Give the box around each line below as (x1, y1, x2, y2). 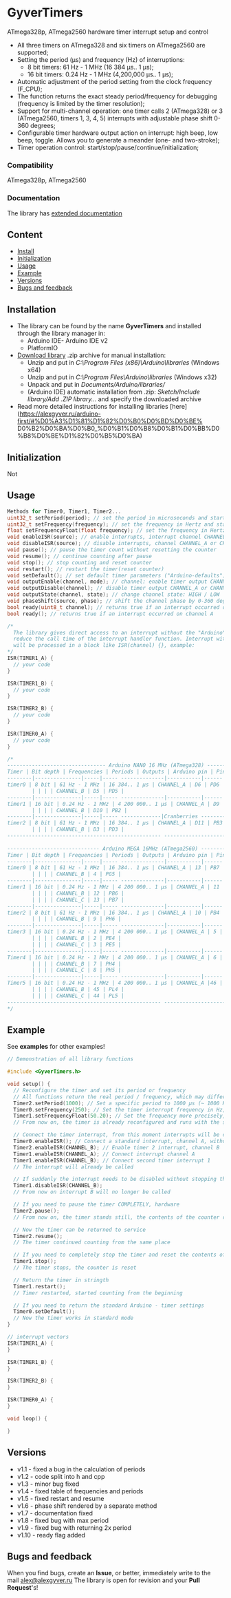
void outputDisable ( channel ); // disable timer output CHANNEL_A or (7, 585, 208, 592)
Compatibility (7, 160, 54, 170)
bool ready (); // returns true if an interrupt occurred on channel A (7, 610, 214, 617)
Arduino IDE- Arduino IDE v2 (27, 337, 108, 345)
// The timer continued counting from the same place (13, 1239, 170, 1246)
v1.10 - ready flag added (16, 1531, 86, 1539)
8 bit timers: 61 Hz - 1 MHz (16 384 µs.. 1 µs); (27, 63, 154, 71)
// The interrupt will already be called (13, 1163, 134, 1171)
